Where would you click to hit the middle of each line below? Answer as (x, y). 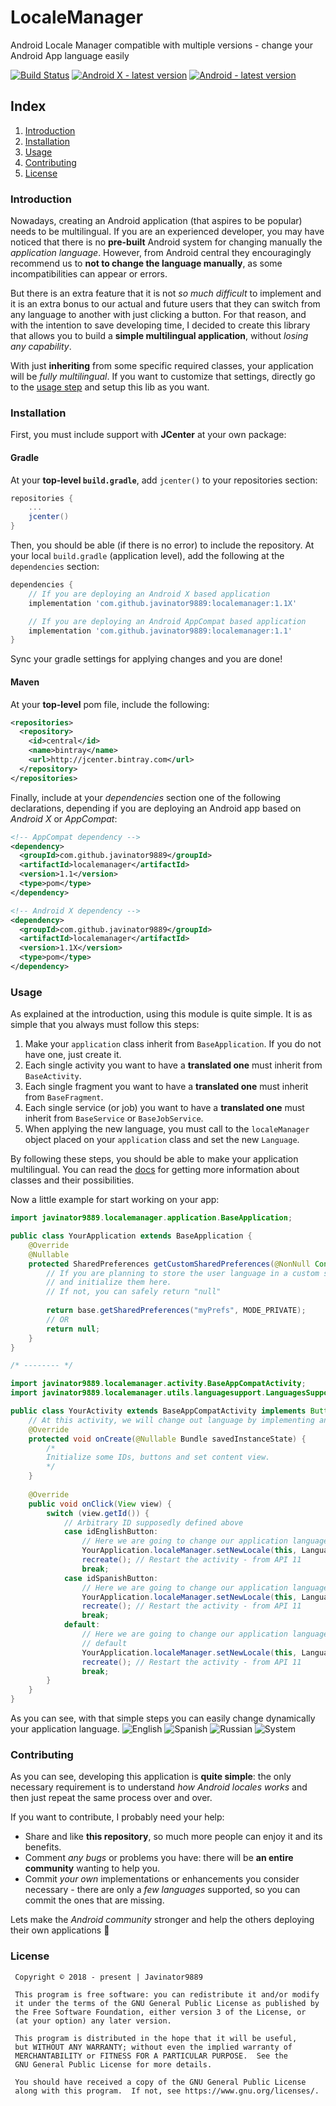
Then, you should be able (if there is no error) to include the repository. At (162, 545)
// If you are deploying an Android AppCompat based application (167, 621)
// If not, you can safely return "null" (134, 1292)
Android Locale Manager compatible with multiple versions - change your (162, 45)
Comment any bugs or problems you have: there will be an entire (159, 1858)
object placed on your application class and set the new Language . (162, 1140)
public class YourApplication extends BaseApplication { (131, 1236)
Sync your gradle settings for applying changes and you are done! (146, 659)
